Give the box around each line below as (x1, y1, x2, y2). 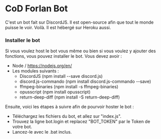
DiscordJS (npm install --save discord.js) (19, 73, 103, 79)
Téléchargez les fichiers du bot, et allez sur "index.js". (12, 113, 122, 119)
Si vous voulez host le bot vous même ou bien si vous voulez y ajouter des (5, 48, 156, 54)
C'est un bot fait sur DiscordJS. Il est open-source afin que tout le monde (5, 19, 154, 25)
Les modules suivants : (12, 68, 59, 74)
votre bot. (12, 124, 32, 130)
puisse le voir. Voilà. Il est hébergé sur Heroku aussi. (5, 24, 111, 30)
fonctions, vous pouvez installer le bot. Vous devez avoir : (5, 53, 122, 59)
